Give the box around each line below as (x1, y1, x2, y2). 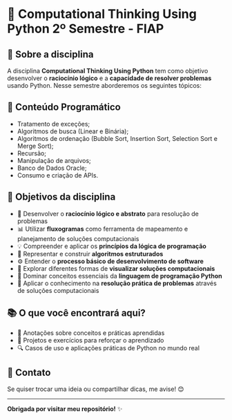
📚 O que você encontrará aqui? (7, 307, 146, 319)
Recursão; (17, 149, 47, 157)
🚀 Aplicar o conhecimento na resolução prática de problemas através (17, 279, 217, 287)
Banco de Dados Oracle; (17, 164, 87, 172)
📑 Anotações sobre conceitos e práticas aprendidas (17, 329, 165, 337)
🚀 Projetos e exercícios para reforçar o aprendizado (17, 336, 164, 345)
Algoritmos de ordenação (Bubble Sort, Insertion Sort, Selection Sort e (17, 134, 217, 142)
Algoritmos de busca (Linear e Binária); (17, 127, 129, 135)
